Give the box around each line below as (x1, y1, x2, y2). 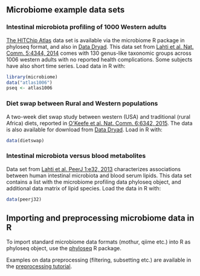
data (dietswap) (6, 137, 45, 143)
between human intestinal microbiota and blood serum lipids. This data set (6, 172, 192, 179)
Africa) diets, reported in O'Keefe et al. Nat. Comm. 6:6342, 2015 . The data (6, 119, 193, 127)
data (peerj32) (6, 196, 42, 202)
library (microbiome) (6, 74, 59, 80)
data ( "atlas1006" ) (6, 80, 53, 86)
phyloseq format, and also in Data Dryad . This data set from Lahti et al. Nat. (6, 43, 194, 50)
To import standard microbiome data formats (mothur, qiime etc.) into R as (6, 238, 191, 246)
